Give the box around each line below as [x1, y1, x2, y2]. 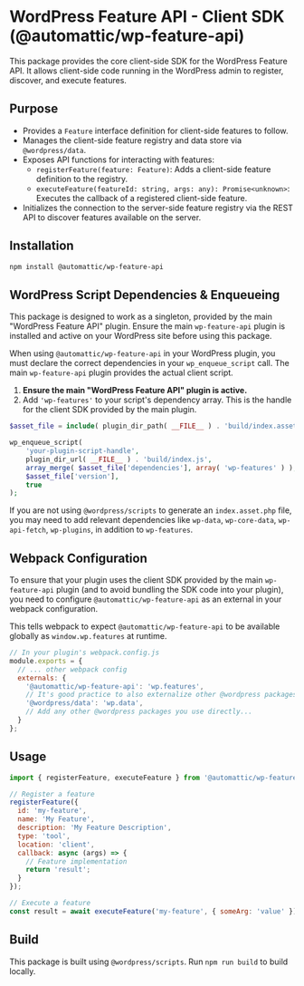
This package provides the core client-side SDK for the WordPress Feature [9, 55, 288, 66]
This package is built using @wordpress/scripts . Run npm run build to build [9, 956, 289, 967]
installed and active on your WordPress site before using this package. [9, 331, 272, 342]
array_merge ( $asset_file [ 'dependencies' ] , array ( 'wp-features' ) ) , [25, 463, 298, 472]
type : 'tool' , [17, 831, 71, 840]
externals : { [17, 673, 67, 682]
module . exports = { [9, 656, 83, 665]
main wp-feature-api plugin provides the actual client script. [9, 367, 233, 378]
